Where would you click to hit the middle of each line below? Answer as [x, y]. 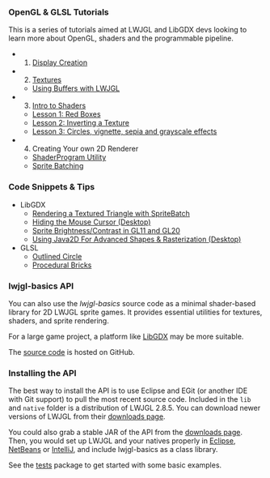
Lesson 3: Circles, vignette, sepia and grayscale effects [124, 131]
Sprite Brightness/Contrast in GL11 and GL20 [106, 230]
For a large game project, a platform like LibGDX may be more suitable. [126, 336]
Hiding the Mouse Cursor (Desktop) [91, 222]
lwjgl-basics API [41, 286]
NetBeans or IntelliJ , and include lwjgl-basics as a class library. [113, 450]
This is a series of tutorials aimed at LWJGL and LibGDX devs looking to [128, 30]
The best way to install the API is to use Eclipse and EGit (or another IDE [128, 391]
